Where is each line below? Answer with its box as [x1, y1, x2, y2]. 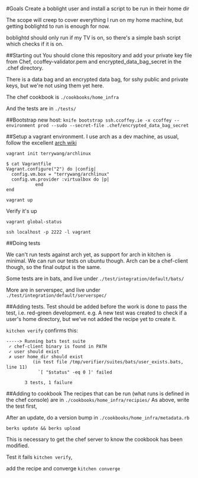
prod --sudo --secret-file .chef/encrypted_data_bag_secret [37, 123, 189, 129]
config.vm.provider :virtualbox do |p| [11, 176, 110, 182]
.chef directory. [6, 64, 44, 71]
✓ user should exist [8, 349, 60, 355]
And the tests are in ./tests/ [6, 105, 77, 112]
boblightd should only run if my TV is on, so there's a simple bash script [6, 34, 181, 41]
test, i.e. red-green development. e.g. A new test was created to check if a [6, 309, 187, 316]
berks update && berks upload [6, 425, 81, 431]
